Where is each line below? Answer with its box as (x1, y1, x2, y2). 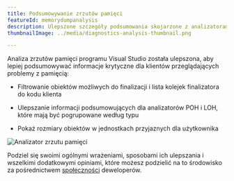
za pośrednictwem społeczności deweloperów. (7, 166, 142, 174)
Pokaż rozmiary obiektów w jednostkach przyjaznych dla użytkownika (17, 124, 219, 132)
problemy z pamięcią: (7, 69, 70, 78)
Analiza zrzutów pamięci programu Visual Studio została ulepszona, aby (7, 55, 214, 63)
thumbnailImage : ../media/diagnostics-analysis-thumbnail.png (7, 29, 192, 37)
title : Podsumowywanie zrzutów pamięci (7, 10, 123, 17)
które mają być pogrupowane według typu (17, 111, 139, 119)
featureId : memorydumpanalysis (7, 17, 98, 24)
